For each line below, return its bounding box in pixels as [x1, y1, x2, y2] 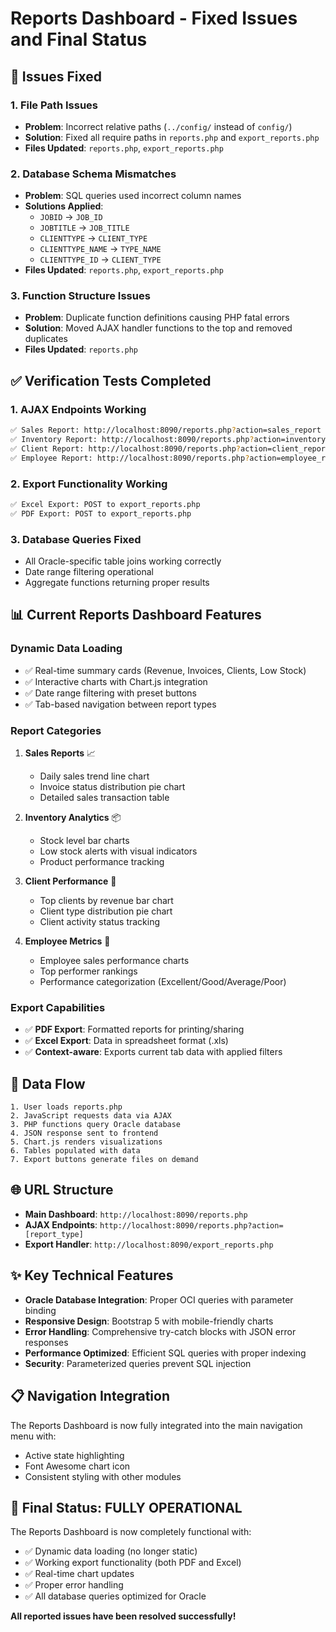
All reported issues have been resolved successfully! [10, 1610, 237, 1622]
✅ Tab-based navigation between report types [24, 698, 217, 710]
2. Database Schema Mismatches [10, 167, 177, 181]
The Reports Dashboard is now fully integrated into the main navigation [10, 1419, 303, 1431]
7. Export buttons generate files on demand [10, 1155, 199, 1165]
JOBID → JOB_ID [39, 211, 103, 223]
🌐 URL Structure [10, 1182, 114, 1199]
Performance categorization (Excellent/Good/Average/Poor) [39, 975, 287, 987]
